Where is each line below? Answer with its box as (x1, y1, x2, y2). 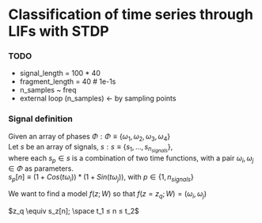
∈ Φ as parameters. (8, 164, 74, 173)
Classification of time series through (8, 6, 253, 24)
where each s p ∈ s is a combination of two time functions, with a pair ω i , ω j (8, 153, 254, 164)
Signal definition (8, 113, 73, 124)
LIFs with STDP (8, 22, 109, 40)
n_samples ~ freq (19, 85, 77, 95)
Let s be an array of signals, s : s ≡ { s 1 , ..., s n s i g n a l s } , (8, 142, 173, 154)
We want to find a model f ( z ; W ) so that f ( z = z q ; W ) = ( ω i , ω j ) (8, 189, 207, 201)
